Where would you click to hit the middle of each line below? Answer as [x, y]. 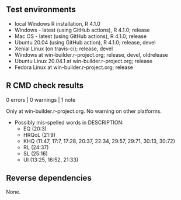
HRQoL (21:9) [39, 135]
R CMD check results [45, 86]
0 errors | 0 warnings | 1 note [41, 99]
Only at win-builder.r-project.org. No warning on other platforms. [84, 111]
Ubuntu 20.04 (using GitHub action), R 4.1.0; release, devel [85, 42]
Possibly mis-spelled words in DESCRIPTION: [69, 122]
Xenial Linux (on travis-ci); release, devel [64, 49]
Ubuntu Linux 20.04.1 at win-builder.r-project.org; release [83, 61]
